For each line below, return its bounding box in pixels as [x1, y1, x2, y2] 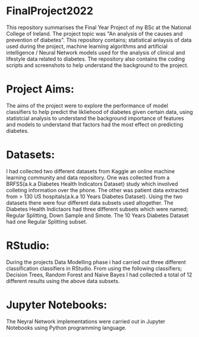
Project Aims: [6, 82, 74, 96]
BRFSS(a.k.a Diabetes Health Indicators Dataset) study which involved [6, 180, 178, 187]
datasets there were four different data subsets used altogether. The [6, 199, 173, 206]
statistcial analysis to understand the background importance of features [6, 115, 184, 122]
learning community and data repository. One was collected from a [6, 174, 170, 181]
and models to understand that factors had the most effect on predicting [6, 120, 183, 128]
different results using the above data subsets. [6, 277, 120, 284]
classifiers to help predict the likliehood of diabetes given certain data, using [6, 108, 193, 115]
